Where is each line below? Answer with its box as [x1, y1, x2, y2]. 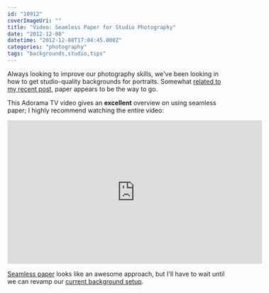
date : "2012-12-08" [7, 30, 65, 38]
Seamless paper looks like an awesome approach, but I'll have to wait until [7, 270, 225, 278]
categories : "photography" [7, 43, 87, 50]
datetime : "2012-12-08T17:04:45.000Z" [7, 37, 122, 44]
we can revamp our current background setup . [7, 277, 144, 285]
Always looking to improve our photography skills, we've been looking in [7, 69, 219, 78]
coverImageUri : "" [7, 17, 62, 24]
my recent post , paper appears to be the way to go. [7, 85, 158, 93]
